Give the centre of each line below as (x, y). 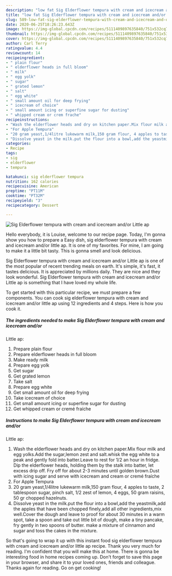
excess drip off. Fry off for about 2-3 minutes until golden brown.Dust (86, 470)
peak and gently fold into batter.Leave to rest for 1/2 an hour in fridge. (86, 460)
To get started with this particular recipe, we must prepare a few (73, 292)
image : (13, 29)
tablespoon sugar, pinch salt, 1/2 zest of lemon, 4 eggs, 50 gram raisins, (89, 492)
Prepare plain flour (33, 349)
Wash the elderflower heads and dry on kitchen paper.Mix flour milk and (89, 449)
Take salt (23, 381)
